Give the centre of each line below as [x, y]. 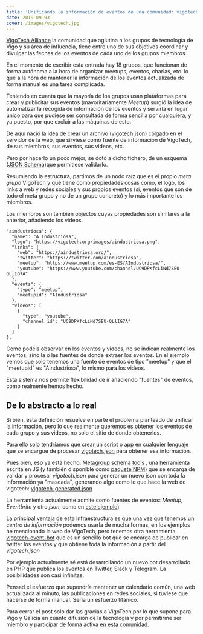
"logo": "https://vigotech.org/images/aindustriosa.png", [86, 242]
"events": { [27, 285]
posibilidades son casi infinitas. [45, 575]
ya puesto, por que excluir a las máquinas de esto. [69, 122]
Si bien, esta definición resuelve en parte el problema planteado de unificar [100, 420]
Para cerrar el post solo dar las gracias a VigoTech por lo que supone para [99, 612]
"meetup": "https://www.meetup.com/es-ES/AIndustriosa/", [92, 263]
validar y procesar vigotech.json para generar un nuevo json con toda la [96, 476]
